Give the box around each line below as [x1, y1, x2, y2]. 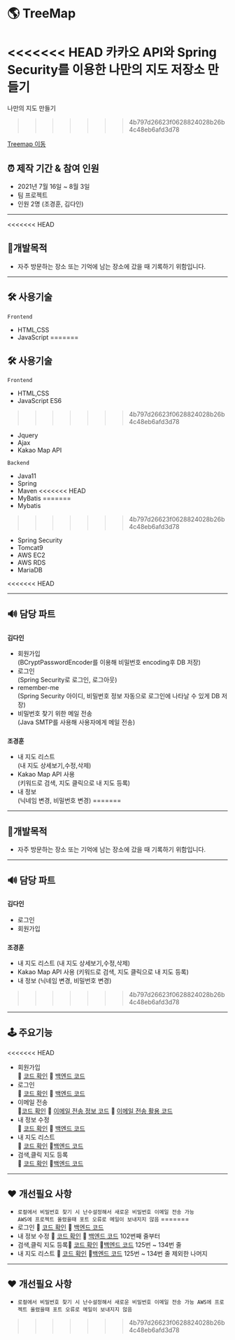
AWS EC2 [17, 551, 45, 560]
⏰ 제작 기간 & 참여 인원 [7, 162, 99, 174]
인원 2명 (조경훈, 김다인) [17, 199, 84, 208]
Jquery [17, 431, 38, 439]
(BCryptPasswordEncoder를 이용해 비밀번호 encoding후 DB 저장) [17, 658, 201, 667]
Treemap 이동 [7, 140, 47, 148]
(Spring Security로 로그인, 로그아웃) [17, 676, 117, 684]
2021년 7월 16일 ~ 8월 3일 [17, 182, 90, 190]
